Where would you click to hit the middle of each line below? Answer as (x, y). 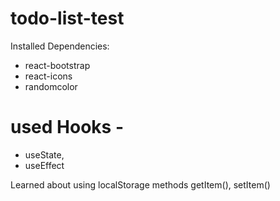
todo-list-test (67, 18)
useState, (44, 154)
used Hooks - (67, 127)
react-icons (48, 76)
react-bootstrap (57, 65)
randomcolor (51, 86)
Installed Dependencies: (60, 46)
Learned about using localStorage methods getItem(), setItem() (140, 184)
